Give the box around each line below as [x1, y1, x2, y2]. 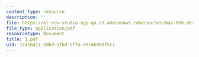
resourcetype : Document [6, 31, 65, 37]
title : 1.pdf [6, 36, 38, 42]
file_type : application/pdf [6, 25, 76, 31]
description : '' [6, 14, 46, 20]
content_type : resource [6, 8, 65, 15]
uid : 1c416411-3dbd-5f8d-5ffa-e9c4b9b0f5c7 [6, 42, 115, 48]
